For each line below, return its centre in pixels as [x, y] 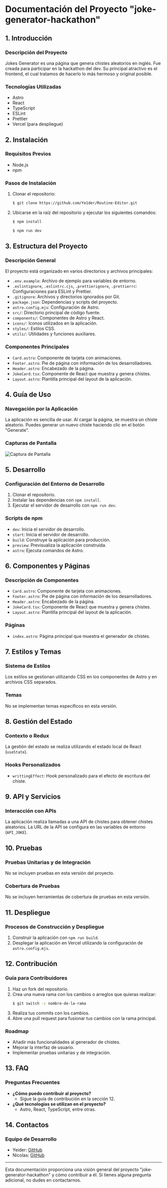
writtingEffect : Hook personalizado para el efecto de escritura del [81, 776]
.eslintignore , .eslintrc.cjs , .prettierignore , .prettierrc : [75, 286]
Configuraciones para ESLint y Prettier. [52, 292]
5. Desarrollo [25, 470]
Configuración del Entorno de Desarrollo [55, 484]
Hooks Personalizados [33, 765]
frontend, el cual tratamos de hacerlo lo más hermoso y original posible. [79, 74]
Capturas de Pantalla [31, 443]
